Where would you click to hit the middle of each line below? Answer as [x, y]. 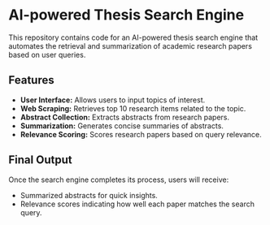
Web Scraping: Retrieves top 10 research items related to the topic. [133, 108]
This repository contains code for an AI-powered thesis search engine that [133, 37]
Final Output [40, 160]
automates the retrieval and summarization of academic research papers [130, 45]
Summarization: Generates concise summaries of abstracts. [122, 125]
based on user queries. [47, 54]
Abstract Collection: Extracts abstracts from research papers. [125, 117]
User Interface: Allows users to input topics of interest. [113, 100]
